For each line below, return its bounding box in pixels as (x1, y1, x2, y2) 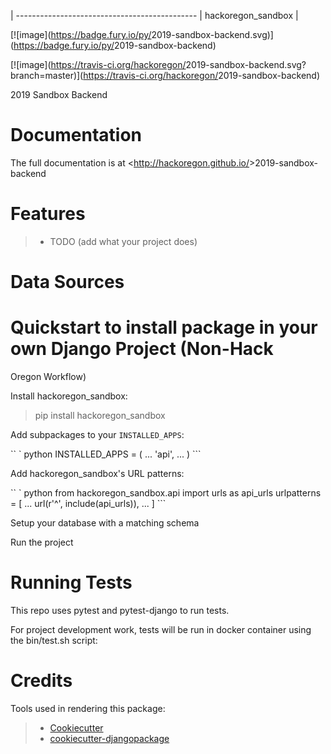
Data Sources (10, 271, 125, 294)
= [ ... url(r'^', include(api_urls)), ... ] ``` (10, 498, 167, 509)
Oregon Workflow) (10, 371, 87, 382)
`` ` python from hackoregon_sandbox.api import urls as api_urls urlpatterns (10, 487, 322, 499)
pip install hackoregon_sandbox (34, 410, 166, 421)
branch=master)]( (10, 70, 84, 81)
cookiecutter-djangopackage (49, 732, 170, 744)
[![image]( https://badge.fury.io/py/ (10, 29, 152, 40)
